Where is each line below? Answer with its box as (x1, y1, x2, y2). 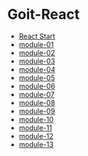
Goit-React (7, 5, 80, 24)
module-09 (18, 106, 56, 115)
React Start (18, 31, 56, 41)
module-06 (18, 81, 56, 91)
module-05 (18, 73, 56, 82)
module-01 (18, 39, 54, 49)
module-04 (18, 64, 56, 74)
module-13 (18, 140, 54, 149)
